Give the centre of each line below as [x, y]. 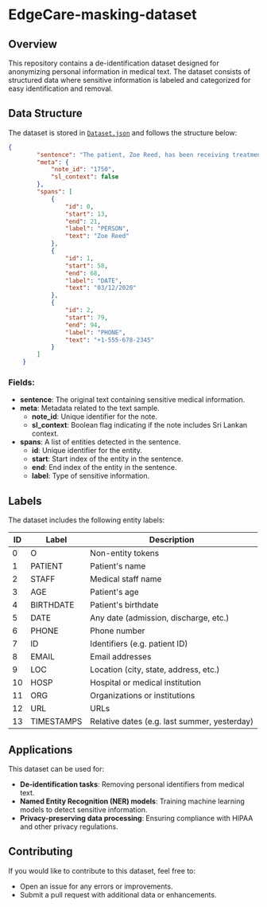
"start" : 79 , [87, 317]
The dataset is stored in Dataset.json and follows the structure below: [123, 132]
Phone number [118, 631]
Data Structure [46, 113]
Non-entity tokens [125, 553]
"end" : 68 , [83, 273]
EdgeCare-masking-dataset [103, 15]
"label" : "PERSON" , [97, 229]
